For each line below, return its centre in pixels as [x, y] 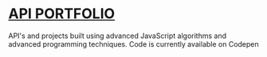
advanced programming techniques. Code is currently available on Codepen [133, 44]
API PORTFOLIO [62, 14]
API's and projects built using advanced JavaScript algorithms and [118, 36]
